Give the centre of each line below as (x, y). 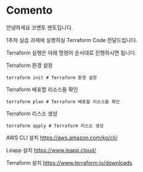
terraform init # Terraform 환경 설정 (52, 78)
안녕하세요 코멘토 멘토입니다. (39, 27)
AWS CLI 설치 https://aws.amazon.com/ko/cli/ (62, 138)
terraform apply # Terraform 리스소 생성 (55, 126)
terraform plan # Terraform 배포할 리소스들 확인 (63, 101)
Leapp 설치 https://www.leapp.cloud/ (51, 150)
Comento (29, 10)
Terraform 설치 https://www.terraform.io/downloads (69, 163)
